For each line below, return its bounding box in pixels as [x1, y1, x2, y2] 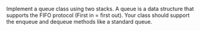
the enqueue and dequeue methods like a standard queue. [6, 18, 153, 25]
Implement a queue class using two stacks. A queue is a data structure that [6, 5, 194, 12]
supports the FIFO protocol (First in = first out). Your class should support [6, 12, 190, 19]
